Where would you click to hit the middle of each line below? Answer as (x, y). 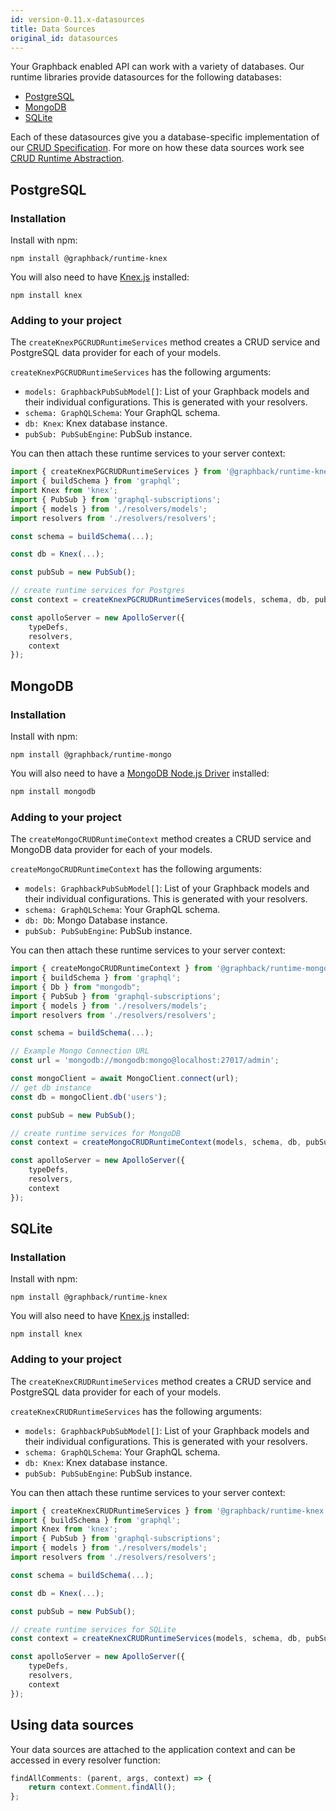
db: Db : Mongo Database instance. (96, 920)
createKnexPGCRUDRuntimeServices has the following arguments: (141, 372)
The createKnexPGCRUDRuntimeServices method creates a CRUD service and (165, 342)
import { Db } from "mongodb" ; (75, 987)
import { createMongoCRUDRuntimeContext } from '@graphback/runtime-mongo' (171, 969)
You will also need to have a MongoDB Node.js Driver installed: (140, 773)
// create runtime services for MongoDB (96, 1133)
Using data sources (72, 1725)
